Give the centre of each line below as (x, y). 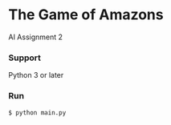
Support (25, 58)
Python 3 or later (36, 75)
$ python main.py (37, 113)
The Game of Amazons (86, 15)
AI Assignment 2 (35, 37)
